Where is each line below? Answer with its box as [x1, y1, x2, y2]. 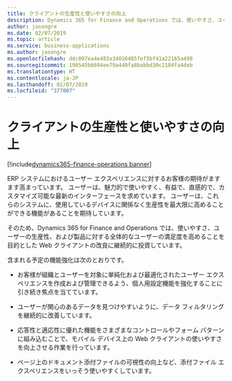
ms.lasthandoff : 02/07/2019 [7, 81, 88, 88]
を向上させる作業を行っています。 [17, 344, 114, 352]
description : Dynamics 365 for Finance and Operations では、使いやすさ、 [7, 17, 217, 24]
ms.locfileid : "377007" [7, 87, 76, 94]
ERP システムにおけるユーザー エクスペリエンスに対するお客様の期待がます [7, 175, 221, 183]
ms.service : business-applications [7, 42, 110, 49]
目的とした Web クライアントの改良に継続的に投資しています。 [7, 241, 186, 249]
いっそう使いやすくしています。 [65, 366, 155, 375]
